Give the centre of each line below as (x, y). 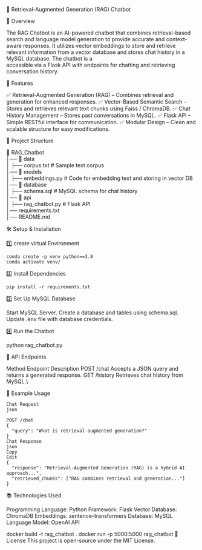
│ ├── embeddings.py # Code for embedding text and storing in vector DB (100, 178)
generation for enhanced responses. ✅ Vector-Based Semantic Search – (96, 102)
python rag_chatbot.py (34, 345)
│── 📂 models (24, 172)
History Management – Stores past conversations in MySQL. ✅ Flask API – (99, 115)
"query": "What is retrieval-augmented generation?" (80, 431)
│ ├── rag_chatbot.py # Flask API (48, 204)
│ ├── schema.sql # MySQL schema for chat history (72, 191)
